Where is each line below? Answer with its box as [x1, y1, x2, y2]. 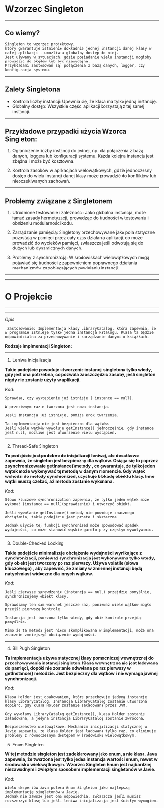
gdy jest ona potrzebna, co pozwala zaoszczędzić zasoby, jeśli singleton [5, 372, 156, 378]
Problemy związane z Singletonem [5, 197, 113, 205]
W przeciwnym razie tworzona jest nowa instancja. [5, 404, 110, 410]
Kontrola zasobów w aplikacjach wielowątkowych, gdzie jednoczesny [12, 167, 152, 174]
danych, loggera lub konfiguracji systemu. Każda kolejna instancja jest [12, 153, 154, 159]
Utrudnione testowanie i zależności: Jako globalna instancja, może [12, 210, 146, 216]
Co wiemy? [5, 29, 40, 37]
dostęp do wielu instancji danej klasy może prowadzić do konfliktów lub [12, 173, 157, 179]
